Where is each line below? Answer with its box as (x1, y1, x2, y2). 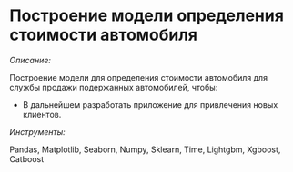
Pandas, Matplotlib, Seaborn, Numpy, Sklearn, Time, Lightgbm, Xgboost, (9, 144, 281, 155)
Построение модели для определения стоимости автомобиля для (9, 72, 268, 82)
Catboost (9, 153, 44, 164)
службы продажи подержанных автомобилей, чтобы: (9, 81, 218, 92)
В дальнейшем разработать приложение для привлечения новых (22, 99, 278, 110)
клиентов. (22, 109, 62, 119)
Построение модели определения (9, 5, 285, 26)
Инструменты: (9, 126, 66, 137)
